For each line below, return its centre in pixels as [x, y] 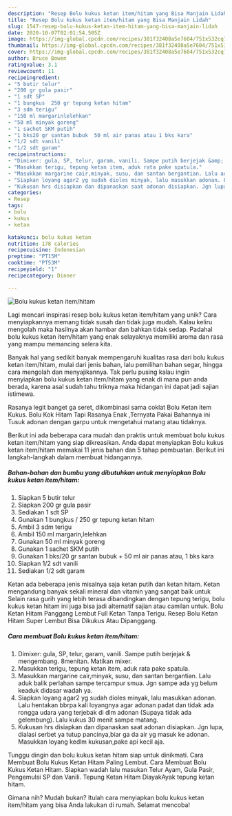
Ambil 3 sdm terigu [45, 527]
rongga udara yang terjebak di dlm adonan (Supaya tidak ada [105, 712]
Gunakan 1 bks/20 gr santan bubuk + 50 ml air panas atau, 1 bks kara [116, 556]
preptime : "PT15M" [34, 257]
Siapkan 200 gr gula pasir [54, 505]
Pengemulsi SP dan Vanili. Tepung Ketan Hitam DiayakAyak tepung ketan [111, 777]
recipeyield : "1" [33, 269]
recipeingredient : [34, 77]
